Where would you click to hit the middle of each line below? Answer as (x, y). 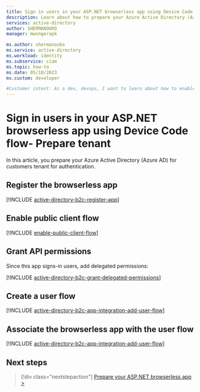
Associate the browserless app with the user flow (100, 329)
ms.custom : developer (33, 78)
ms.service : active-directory (44, 50)
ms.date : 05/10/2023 (32, 72)
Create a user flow (41, 296)
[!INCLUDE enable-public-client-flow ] (52, 233)
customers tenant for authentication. (51, 166)
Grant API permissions (49, 251)
